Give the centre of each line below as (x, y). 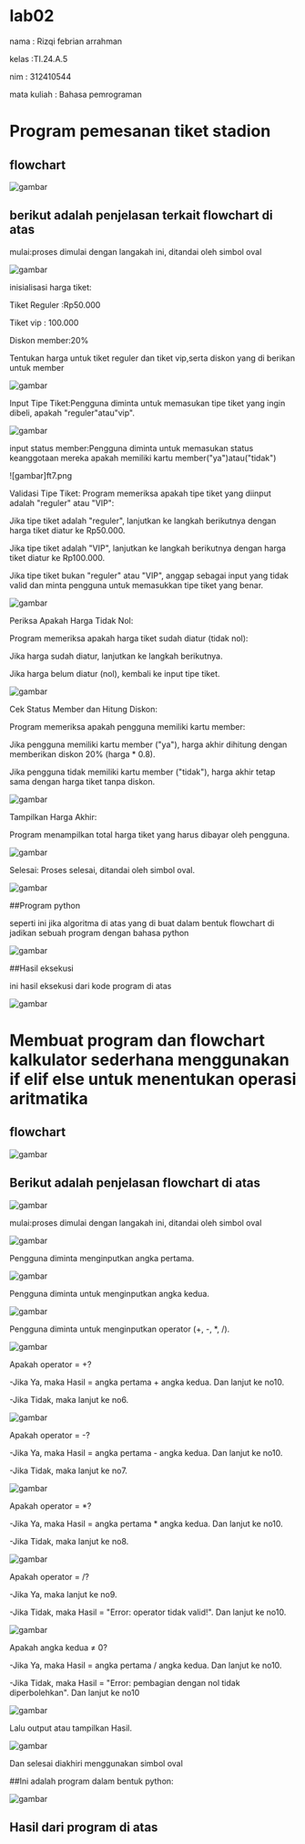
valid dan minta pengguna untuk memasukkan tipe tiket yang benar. (137, 585)
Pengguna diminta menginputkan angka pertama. (102, 1258)
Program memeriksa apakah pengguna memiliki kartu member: (127, 726)
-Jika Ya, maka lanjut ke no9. (63, 1594)
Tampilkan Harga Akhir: (53, 817)
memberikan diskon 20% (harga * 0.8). (82, 753)
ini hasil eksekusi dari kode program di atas (91, 985)
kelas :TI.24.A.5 (39, 58)
